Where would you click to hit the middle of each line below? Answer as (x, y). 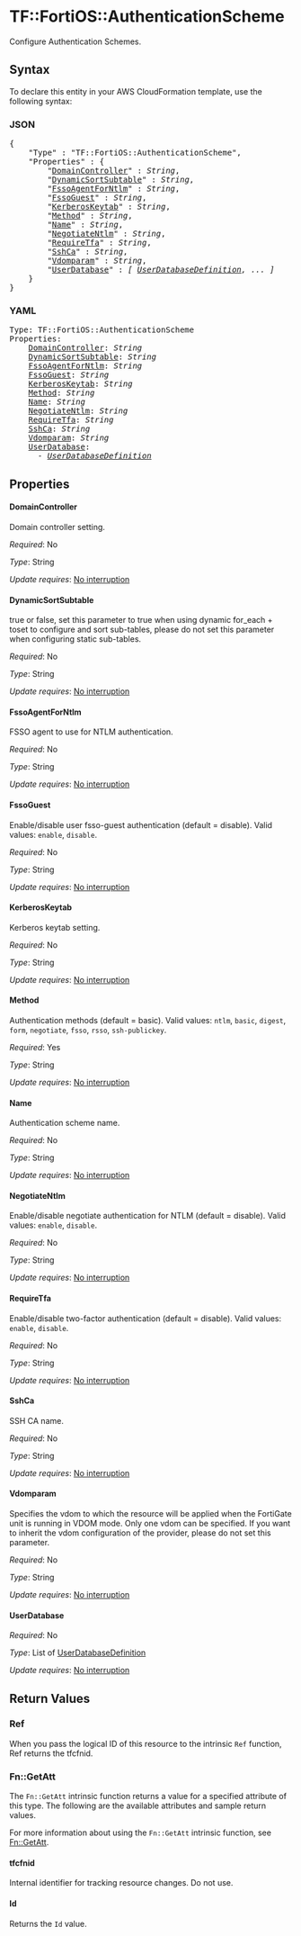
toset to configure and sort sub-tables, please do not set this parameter (142, 630)
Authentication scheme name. (65, 1123)
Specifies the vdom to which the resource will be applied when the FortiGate (150, 1513)
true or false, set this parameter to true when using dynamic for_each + (141, 620)
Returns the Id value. (48, 1923)
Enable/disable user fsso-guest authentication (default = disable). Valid (141, 824)
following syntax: (41, 101)
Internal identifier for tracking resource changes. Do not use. (121, 1883)
